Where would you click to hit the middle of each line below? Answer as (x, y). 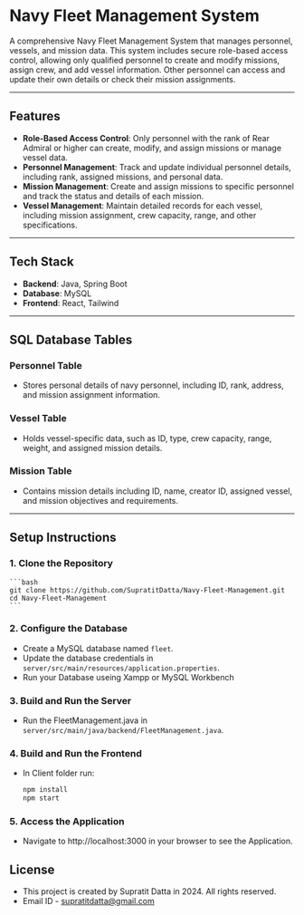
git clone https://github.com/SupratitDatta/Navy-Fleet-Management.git (147, 590)
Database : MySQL (57, 293)
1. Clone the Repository (61, 563)
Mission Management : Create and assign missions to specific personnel (158, 186)
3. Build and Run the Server (71, 700)
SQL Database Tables (71, 339)
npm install (45, 790)
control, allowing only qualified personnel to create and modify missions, (145, 60)
